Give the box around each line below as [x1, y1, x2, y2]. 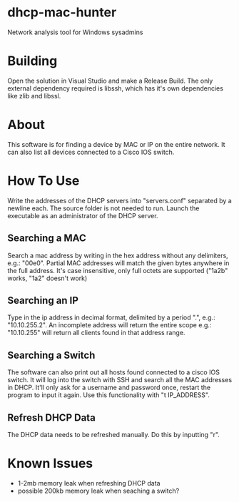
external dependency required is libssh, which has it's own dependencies [7, 83, 223, 93]
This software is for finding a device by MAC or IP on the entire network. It [7, 140, 226, 148]
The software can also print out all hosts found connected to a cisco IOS [7, 368, 220, 376]
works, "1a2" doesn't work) [7, 274, 88, 282]
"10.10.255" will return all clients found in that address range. [7, 329, 185, 337]
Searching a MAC [7, 232, 87, 245]
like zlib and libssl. [7, 91, 61, 100]
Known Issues [7, 456, 93, 471]
